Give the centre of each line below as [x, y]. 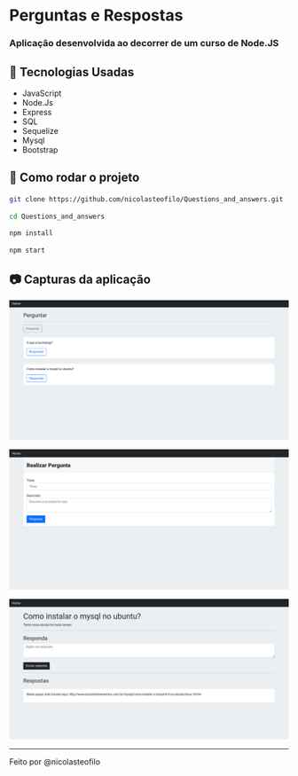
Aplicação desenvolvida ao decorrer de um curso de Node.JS [144, 43]
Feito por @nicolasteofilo [55, 761]
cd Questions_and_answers [57, 216]
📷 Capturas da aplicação [80, 279]
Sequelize [40, 130]
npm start [27, 251]
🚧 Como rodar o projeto [74, 178]
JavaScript [42, 93]
